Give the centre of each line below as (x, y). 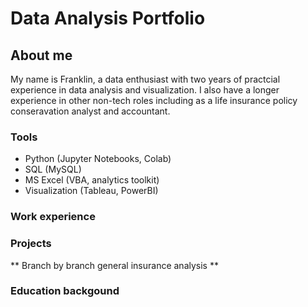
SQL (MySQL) (53, 169)
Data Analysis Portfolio (108, 18)
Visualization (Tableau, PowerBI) (91, 191)
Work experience (53, 217)
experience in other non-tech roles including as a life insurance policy (154, 100)
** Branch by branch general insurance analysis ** (114, 265)
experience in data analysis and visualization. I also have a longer (145, 90)
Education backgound (65, 291)
